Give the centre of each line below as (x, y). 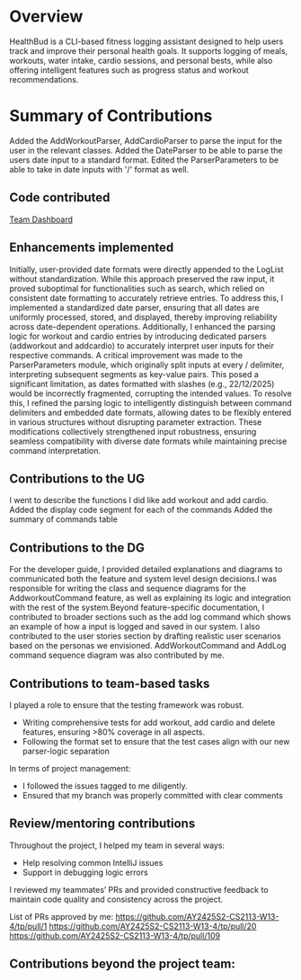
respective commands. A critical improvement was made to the (126, 355)
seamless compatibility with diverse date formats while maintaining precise (148, 441)
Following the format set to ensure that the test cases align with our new (156, 741)
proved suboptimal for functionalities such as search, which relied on (137, 288)
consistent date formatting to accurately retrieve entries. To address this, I (146, 297)
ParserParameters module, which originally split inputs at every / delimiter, (147, 365)
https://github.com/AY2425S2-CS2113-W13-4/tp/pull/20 (153, 926)
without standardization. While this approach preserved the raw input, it (142, 278)
